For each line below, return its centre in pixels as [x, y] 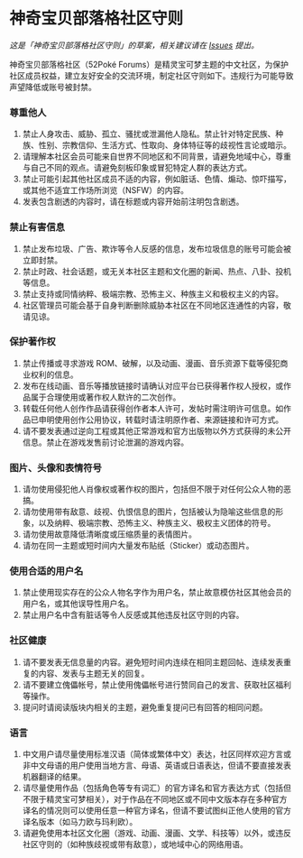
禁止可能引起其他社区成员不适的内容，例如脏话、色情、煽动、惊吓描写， [156, 179]
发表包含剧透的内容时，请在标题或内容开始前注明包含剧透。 [133, 202]
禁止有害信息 [37, 227]
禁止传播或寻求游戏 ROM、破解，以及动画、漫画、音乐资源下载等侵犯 [151, 363]
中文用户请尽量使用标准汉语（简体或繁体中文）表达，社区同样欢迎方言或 [156, 754]
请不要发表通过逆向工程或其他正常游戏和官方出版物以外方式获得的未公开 [156, 430]
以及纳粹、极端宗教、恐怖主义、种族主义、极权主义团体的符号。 [157, 523]
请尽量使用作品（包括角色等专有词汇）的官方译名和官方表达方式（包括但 [156, 788]
